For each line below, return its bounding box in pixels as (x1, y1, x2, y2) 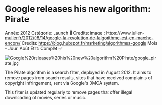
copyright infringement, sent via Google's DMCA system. (5, 80, 119, 86)
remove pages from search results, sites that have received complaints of (5, 74, 152, 81)
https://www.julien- (106, 30, 144, 35)
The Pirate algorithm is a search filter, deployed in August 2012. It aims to (5, 70, 152, 75)
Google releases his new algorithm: (5, 3, 151, 15)
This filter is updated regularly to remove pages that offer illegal (5, 89, 133, 95)
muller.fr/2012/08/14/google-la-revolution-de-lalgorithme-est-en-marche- (5, 35, 154, 41)
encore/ (5, 40, 21, 46)
